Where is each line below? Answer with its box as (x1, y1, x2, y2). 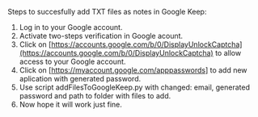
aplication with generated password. (19, 74, 142, 83)
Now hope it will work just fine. (19, 100, 123, 109)
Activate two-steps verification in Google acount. (19, 31, 184, 40)
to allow (214, 48, 242, 57)
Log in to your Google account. (19, 23, 123, 31)
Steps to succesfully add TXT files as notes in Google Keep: (7, 7, 207, 16)
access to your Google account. (19, 56, 126, 66)
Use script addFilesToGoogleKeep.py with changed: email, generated (19, 82, 251, 92)
